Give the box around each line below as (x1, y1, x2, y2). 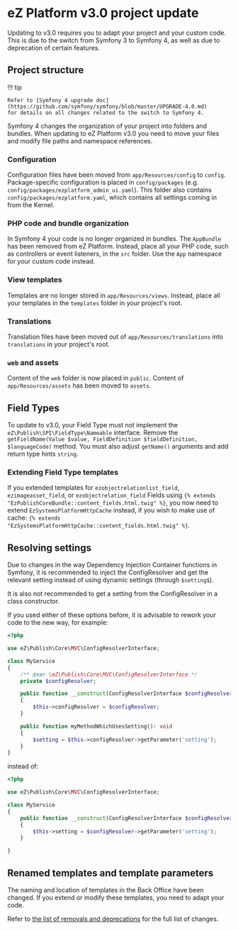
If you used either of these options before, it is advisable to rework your (7, 611, 216, 619)
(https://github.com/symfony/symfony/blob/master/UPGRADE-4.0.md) (7, 103, 208, 110)
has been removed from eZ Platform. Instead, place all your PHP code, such (7, 242, 229, 251)
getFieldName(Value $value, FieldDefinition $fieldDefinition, (7, 436, 198, 443)
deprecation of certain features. (7, 43, 101, 52)
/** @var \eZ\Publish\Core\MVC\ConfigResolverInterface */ (20, 671, 198, 678)
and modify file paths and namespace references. (7, 136, 153, 145)
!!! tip (7, 83, 23, 92)
